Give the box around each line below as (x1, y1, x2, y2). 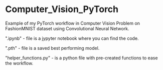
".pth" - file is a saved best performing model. (5, 45, 100, 51)
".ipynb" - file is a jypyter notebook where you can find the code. (5, 35, 139, 41)
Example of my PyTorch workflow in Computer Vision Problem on (5, 20, 140, 26)
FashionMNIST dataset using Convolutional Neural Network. (5, 25, 129, 31)
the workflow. (5, 60, 34, 66)
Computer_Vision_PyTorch (5, 4, 119, 15)
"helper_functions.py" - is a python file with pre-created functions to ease (5, 54, 158, 61)
